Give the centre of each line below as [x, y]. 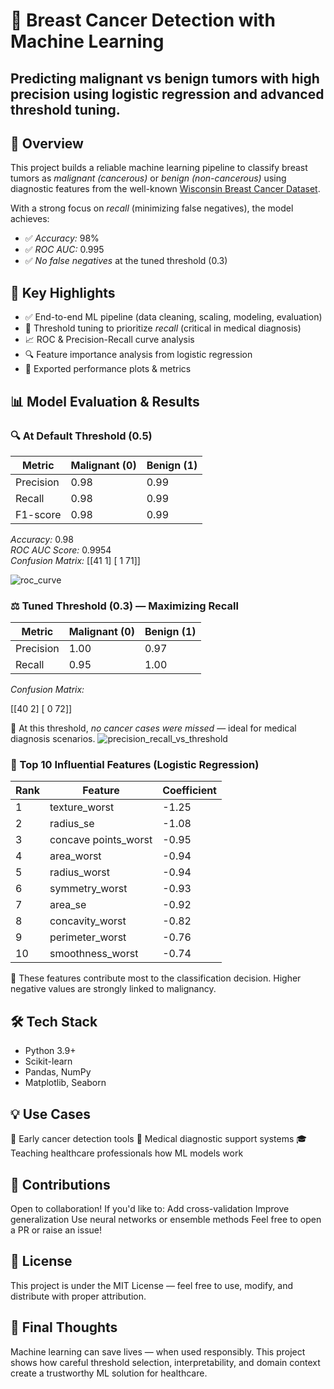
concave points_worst [101, 840]
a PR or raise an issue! [56, 1230]
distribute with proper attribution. [78, 1296]
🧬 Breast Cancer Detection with [143, 20]
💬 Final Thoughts [64, 1327]
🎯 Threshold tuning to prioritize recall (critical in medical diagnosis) [163, 328]
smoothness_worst [94, 954]
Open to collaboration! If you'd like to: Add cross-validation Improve [150, 1208]
